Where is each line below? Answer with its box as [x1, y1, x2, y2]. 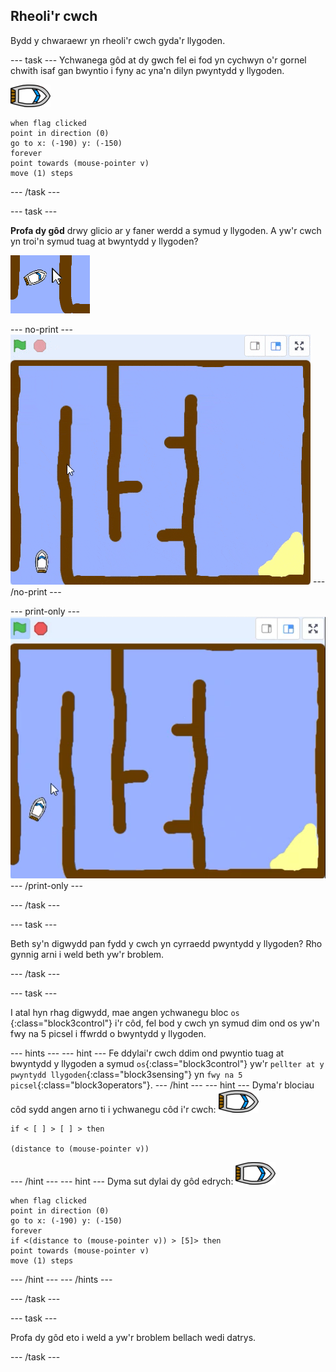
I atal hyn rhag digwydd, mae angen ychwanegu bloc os [10, 1006, 240, 1018]
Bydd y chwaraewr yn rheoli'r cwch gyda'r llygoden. [10, 34, 226, 46]
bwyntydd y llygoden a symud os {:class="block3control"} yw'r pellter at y [10, 1057, 325, 1069]
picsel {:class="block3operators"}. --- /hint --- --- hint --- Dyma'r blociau [10, 1079, 315, 1091]
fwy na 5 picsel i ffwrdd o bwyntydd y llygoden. [10, 1027, 207, 1039]
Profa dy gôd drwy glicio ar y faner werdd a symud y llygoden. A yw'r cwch [10, 224, 322, 236]
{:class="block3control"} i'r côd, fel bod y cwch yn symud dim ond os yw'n [10, 1017, 320, 1029]
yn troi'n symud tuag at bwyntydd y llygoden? [10, 235, 199, 247]
